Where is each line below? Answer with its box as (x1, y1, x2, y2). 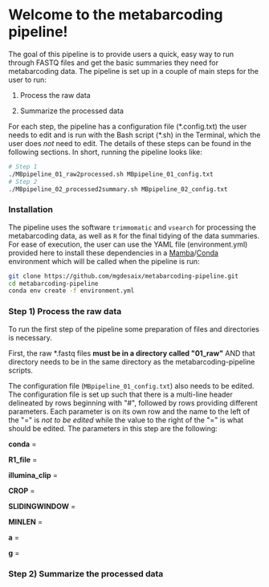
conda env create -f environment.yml (8, 287, 135, 295)
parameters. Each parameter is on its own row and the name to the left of (8, 406, 251, 416)
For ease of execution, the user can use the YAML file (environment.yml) (8, 239, 248, 249)
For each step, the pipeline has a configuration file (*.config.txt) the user (8, 121, 247, 131)
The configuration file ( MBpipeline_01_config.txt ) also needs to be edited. (8, 381, 255, 390)
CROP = (8, 486, 35, 495)
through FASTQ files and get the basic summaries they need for (8, 58, 219, 67)
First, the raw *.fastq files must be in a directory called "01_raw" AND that (8, 348, 255, 358)
